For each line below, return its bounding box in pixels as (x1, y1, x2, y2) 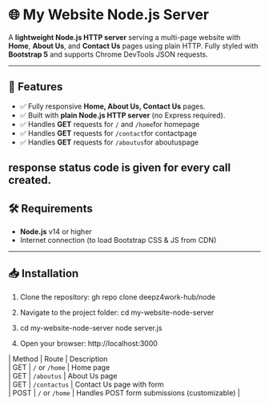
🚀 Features (8, 80, 63, 93)
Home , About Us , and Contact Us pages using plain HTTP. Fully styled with (8, 41, 259, 50)
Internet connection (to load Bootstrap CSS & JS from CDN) (19, 235, 217, 244)
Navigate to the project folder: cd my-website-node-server (19, 308, 215, 317)
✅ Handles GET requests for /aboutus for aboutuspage (19, 137, 199, 147)
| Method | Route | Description (8, 354, 108, 363)
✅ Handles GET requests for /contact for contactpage (19, 128, 198, 137)
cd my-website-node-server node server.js (19, 323, 163, 332)
